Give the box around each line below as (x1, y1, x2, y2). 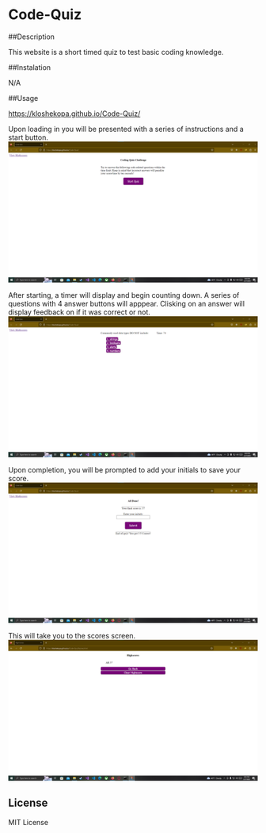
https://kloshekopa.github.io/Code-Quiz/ (8, 109, 141, 118)
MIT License (8, 817, 49, 827)
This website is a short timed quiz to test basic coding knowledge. (8, 47, 224, 56)
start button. (8, 133, 49, 142)
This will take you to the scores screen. (8, 631, 136, 641)
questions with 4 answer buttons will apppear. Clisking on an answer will (8, 299, 245, 308)
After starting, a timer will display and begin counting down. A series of (8, 290, 240, 299)
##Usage (8, 93, 39, 102)
